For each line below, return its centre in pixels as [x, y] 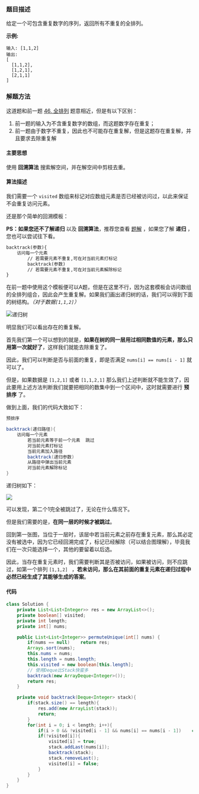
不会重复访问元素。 [30, 204]
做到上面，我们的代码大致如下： [45, 407]
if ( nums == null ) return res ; [69, 643]
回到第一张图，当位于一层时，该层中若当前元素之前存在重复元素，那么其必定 [99, 534]
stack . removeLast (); [74, 758]
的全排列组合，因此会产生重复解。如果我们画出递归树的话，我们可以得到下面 [99, 294]
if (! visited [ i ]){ [59, 736]
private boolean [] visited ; [51, 615]
